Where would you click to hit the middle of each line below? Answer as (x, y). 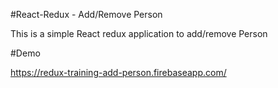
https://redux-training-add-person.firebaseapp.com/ (118, 72)
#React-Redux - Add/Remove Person (86, 14)
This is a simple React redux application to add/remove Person (139, 33)
